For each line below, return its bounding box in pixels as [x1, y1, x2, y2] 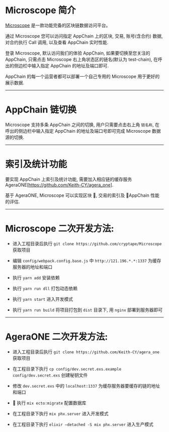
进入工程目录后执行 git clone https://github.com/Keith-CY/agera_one [12, 349, 160, 355]
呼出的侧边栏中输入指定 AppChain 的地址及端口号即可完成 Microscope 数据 [5, 128, 161, 134]
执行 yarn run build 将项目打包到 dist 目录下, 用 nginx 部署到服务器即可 [12, 306, 163, 313]
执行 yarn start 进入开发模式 [12, 296, 73, 302]
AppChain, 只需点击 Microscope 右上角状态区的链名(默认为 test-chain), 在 [5, 56, 158, 62]
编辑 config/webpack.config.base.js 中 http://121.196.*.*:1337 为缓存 [12, 257, 161, 263]
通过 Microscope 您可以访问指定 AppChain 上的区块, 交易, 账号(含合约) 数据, [5, 33, 163, 39]
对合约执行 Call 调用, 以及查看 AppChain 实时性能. [5, 39, 109, 45]
